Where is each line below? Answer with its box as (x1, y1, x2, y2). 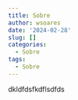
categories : (8, 41, 47, 49)
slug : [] (8, 33, 37, 42)
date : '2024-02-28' (8, 26, 72, 34)
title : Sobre (8, 11, 51, 20)
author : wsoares (8, 19, 61, 27)
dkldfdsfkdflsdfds (8, 84, 65, 94)
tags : (8, 56, 26, 64)
